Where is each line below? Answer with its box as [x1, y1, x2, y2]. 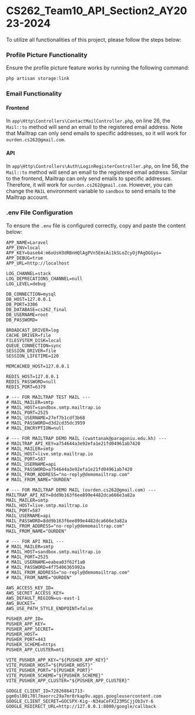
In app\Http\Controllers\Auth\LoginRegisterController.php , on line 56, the [6, 163, 189, 170]
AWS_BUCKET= [6, 600, 35, 606]
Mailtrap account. [6, 194, 49, 201]
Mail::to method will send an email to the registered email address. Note [6, 124, 183, 131]
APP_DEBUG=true [6, 255, 43, 261]
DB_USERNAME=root [6, 312, 49, 317]
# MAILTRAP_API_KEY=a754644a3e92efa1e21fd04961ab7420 [6, 441, 141, 446]
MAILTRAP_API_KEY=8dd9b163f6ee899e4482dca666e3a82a [6, 492, 135, 498]
